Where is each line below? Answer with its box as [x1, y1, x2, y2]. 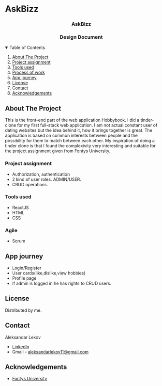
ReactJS [12, 205, 29, 210]
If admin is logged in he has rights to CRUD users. [12, 280, 112, 286]
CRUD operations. [12, 181, 48, 187]
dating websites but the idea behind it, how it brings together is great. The [5, 128, 152, 133]
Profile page [12, 275, 37, 281]
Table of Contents [9, 45, 45, 50]
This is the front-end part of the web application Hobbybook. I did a [5, 117, 140, 123]
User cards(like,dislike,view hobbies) [12, 270, 86, 276]
